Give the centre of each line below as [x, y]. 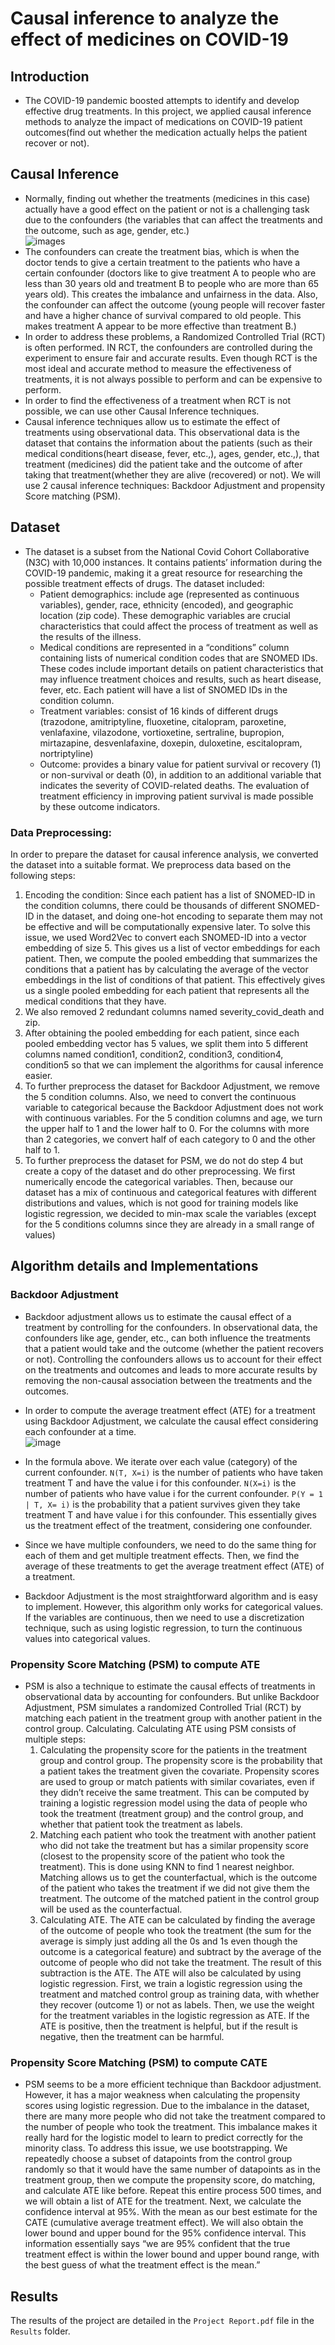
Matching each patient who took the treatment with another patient [178, 1834]
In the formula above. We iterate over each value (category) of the [161, 1461]
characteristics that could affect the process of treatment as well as [179, 626]
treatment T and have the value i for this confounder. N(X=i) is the [160, 1483]
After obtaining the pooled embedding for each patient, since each [162, 1033]
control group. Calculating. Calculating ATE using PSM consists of [160, 1728]
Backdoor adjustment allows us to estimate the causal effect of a [158, 1316]
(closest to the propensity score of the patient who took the [162, 1856]
